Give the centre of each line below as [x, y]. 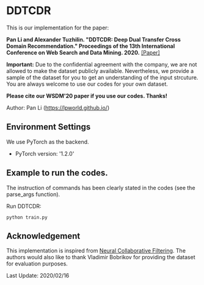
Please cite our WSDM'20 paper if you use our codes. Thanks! [87, 96]
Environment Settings [49, 127]
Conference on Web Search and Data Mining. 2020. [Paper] [83, 52]
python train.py [27, 217]
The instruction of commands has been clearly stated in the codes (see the [101, 188]
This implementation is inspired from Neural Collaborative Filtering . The [96, 251]
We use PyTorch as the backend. [48, 142]
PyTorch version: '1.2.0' [45, 153]
